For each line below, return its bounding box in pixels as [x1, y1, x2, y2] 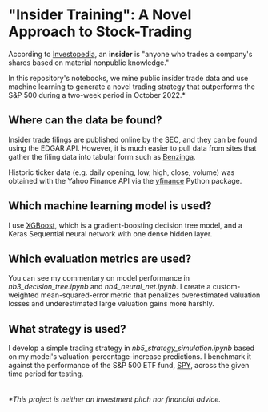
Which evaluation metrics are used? [8, 252, 192, 265]
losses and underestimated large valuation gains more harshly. [8, 299, 214, 309]
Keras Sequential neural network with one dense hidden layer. [8, 228, 213, 238]
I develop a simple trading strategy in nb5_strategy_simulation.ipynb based [8, 343, 254, 353]
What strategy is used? [8, 322, 126, 336]
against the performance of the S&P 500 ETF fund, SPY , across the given [8, 361, 250, 370]
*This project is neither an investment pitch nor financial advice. [8, 394, 222, 404]
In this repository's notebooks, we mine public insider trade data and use [8, 73, 249, 83]
